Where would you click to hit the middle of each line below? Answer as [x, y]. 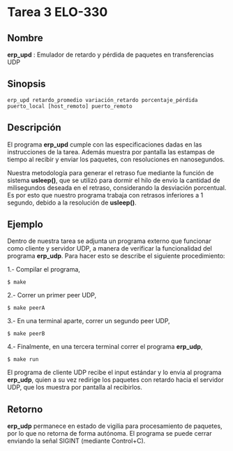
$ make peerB [26, 334]
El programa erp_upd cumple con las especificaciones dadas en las [105, 145]
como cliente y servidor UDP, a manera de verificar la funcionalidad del [110, 249]
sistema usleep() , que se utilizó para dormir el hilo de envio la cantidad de [114, 180]
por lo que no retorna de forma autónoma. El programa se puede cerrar [110, 434]
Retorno [25, 409]
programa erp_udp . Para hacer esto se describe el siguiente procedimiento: [116, 256]
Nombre [25, 38]
